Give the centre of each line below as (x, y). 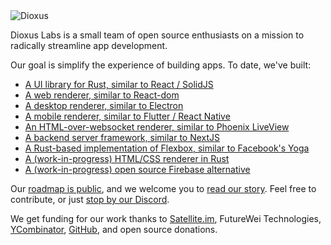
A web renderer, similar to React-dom (102, 95)
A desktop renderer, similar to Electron (104, 105)
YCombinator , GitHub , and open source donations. (114, 229)
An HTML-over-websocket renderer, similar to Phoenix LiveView (157, 127)
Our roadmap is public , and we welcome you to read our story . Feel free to (163, 188)
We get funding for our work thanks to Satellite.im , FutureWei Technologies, (166, 218)
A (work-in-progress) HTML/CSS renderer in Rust (127, 158)
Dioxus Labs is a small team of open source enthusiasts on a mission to (157, 35)
